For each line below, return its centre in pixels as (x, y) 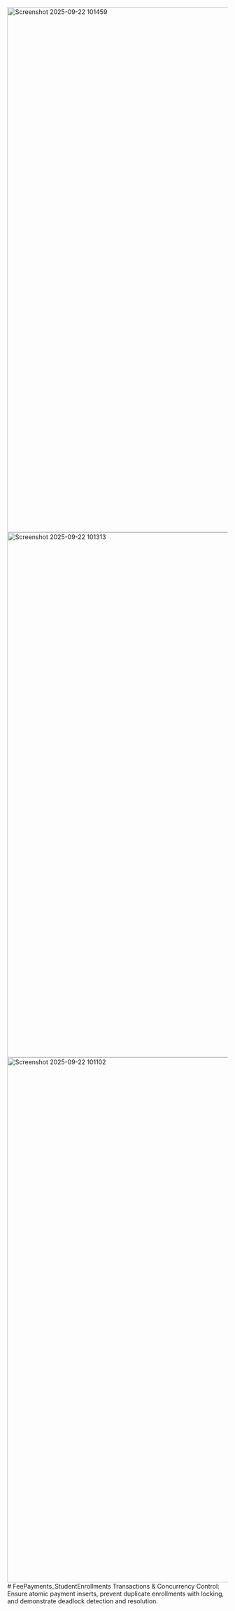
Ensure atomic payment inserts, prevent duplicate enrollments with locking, (116, 1593)
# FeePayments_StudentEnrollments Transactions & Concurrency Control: (113, 1586)
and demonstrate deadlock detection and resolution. (83, 1601)
